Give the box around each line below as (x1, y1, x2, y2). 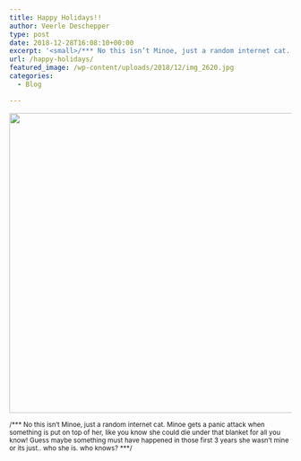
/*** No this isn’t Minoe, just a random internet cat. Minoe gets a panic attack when (9, 420, 265, 429)
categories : (9, 72, 54, 81)
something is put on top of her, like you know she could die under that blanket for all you (9, 428, 280, 437)
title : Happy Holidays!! (9, 13, 102, 22)
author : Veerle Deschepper (9, 22, 110, 30)
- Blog (17, 80, 42, 89)
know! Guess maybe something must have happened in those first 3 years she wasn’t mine (9, 436, 289, 445)
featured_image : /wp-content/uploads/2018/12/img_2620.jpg (9, 64, 235, 73)
